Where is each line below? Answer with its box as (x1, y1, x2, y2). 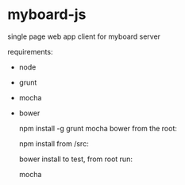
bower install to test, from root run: (18, 154, 133, 164)
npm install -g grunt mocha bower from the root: (18, 123, 178, 133)
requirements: (7, 47, 53, 56)
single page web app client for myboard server (7, 32, 160, 41)
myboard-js (7, 6, 87, 24)
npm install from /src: (18, 138, 89, 148)
